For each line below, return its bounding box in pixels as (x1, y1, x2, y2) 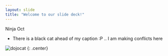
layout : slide (5, 7, 35, 12)
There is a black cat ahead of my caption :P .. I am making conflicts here (12, 35, 163, 41)
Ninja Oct (5, 25, 25, 31)
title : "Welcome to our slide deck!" (5, 12, 85, 17)
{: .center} (27, 45, 48, 51)
